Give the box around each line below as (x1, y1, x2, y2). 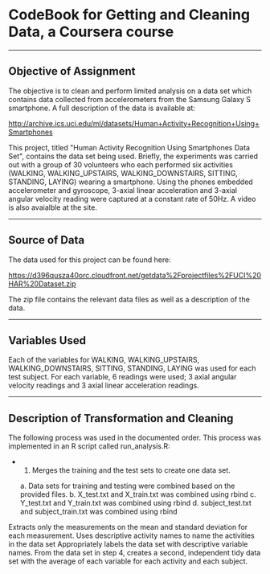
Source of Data (8, 233, 85, 247)
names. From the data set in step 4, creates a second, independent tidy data (8, 548, 261, 558)
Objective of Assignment (8, 64, 136, 78)
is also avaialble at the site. (8, 203, 98, 212)
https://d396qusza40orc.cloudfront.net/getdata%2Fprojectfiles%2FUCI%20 (8, 270, 262, 280)
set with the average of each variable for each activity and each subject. (8, 556, 248, 566)
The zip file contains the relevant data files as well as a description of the (8, 294, 251, 304)
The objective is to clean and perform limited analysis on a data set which (8, 86, 252, 96)
